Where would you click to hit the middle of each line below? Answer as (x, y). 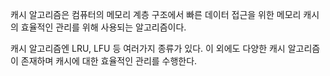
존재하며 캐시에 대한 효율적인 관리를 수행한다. (109, 61)
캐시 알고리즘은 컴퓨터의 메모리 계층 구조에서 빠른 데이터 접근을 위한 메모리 (156, 14)
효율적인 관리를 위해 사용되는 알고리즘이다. (103, 27)
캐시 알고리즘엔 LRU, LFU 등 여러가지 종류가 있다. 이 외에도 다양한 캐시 (148, 48)
